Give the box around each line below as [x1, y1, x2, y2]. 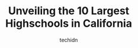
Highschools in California [5, 17, 132, 30]
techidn [59, 36, 78, 43]
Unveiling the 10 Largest [8, 4, 130, 18]
